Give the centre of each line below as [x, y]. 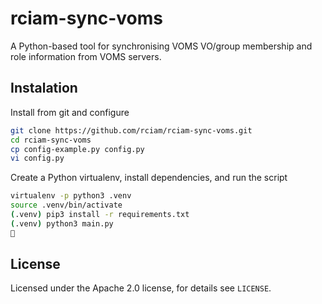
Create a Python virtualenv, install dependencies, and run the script [149, 178]
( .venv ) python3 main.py [62, 223]
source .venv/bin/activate [66, 205]
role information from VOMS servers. [86, 56]
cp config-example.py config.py [77, 149]
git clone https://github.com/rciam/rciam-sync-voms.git [131, 130]
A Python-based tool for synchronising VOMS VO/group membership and [161, 46]
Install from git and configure [70, 112]
